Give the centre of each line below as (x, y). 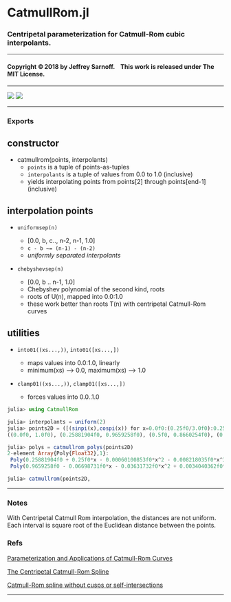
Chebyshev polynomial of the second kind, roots (96, 289)
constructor (33, 143)
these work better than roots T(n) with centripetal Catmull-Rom (117, 304)
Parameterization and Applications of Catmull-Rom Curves (90, 558)
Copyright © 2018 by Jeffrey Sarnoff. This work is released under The (111, 67)
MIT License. (26, 74)
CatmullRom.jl (48, 13)
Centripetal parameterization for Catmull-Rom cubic (96, 34)
